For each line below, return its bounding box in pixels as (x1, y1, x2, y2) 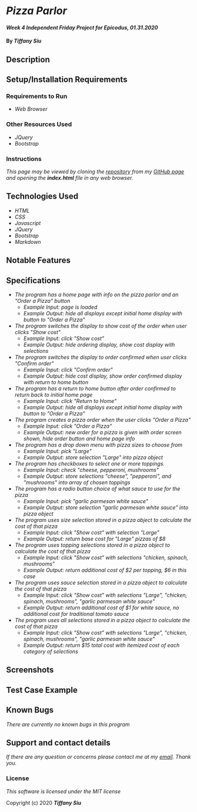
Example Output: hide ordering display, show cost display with (23, 341, 175, 348)
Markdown (14, 238, 41, 245)
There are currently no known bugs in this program (6, 721, 130, 728)
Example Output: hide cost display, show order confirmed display (23, 372, 182, 379)
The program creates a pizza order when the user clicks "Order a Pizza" (14, 417, 191, 424)
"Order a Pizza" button (14, 298, 71, 305)
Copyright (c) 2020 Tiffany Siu (6, 799, 81, 806)
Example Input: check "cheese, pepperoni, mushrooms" (23, 467, 159, 474)
